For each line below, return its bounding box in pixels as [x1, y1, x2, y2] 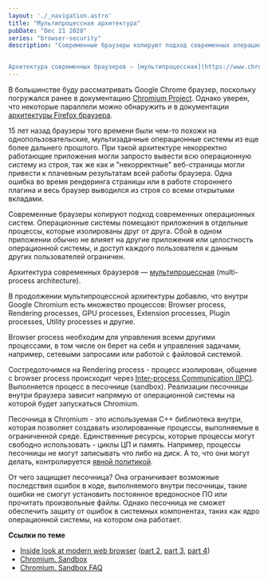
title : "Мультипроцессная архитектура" [8, 19, 141, 27]
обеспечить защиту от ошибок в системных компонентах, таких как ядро [8, 506, 260, 516]
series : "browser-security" [8, 34, 102, 42]
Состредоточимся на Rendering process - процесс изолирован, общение [8, 365, 258, 374]
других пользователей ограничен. [8, 252, 125, 261]
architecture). [36, 276, 81, 285]
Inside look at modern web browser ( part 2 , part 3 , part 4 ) [19, 546, 211, 555]
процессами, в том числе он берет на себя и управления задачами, [8, 341, 242, 350]
